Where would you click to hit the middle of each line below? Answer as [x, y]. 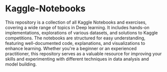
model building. [21, 64]
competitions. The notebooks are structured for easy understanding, [75, 38]
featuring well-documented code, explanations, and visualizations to [75, 43]
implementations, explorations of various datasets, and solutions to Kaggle [82, 33]
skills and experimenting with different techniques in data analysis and [77, 59]
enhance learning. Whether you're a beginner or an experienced [71, 48]
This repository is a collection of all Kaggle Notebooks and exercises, [76, 22]
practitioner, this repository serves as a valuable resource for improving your [83, 54]
